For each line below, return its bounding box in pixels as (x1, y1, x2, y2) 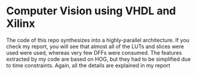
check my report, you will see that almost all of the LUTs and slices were (6, 43, 184, 50)
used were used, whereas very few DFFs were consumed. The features (6, 49, 182, 56)
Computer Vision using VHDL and (6, 4, 176, 18)
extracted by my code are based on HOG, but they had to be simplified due (6, 55, 191, 62)
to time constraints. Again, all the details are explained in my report (6, 61, 171, 69)
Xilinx (6, 17, 36, 30)
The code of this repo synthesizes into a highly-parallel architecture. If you (6, 36, 190, 43)
